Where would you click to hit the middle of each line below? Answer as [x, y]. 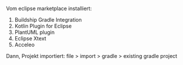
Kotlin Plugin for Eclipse [43, 26]
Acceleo [25, 45]
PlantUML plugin [34, 32]
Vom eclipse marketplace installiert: [49, 8]
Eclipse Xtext [30, 38]
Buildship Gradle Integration [48, 20]
